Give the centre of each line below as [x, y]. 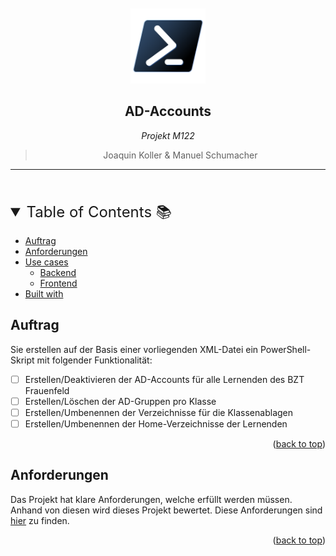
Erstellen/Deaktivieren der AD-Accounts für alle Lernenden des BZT [164, 379]
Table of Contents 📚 [99, 211]
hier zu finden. [40, 520]
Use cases [46, 262]
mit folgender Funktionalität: [94, 360]
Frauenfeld [47, 390]
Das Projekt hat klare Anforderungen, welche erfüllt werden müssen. [151, 499]
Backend [58, 272]
